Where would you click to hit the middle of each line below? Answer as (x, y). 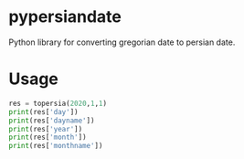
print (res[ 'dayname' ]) (52, 121)
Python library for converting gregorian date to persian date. (122, 42)
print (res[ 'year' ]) (46, 129)
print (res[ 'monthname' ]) (56, 146)
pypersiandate (65, 17)
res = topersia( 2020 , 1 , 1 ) (58, 103)
